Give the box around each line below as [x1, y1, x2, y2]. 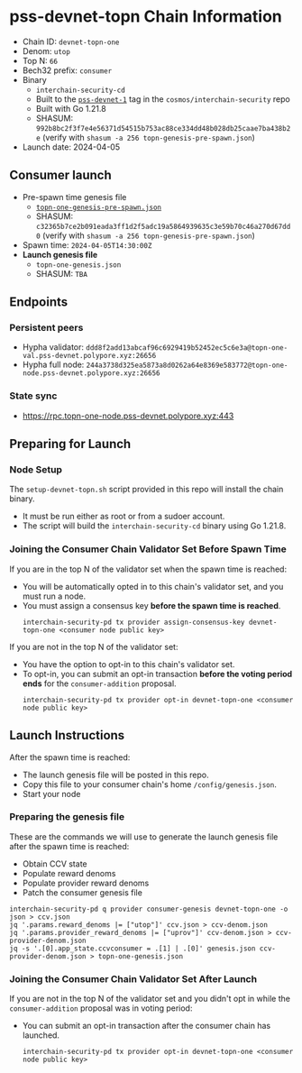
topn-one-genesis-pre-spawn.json [35, 203, 162, 212]
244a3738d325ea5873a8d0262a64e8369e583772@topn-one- [86, 361, 288, 371]
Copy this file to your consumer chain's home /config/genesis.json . [22, 778, 277, 790]
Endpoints [9, 295, 69, 310]
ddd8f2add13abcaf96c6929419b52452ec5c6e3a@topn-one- [85, 344, 288, 353]
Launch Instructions [9, 728, 125, 743]
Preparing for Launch [9, 436, 132, 452]
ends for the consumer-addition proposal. [22, 678, 178, 689]
